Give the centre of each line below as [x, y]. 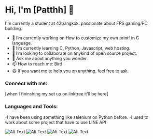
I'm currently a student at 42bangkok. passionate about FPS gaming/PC [76, 23]
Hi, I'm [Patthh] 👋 [40, 10]
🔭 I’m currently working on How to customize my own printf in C [75, 38]
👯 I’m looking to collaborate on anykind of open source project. [75, 53]
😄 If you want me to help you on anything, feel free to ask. [70, 71]
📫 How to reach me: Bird [37, 64]
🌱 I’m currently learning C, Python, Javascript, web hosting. [71, 48]
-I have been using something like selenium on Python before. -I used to [77, 117]
